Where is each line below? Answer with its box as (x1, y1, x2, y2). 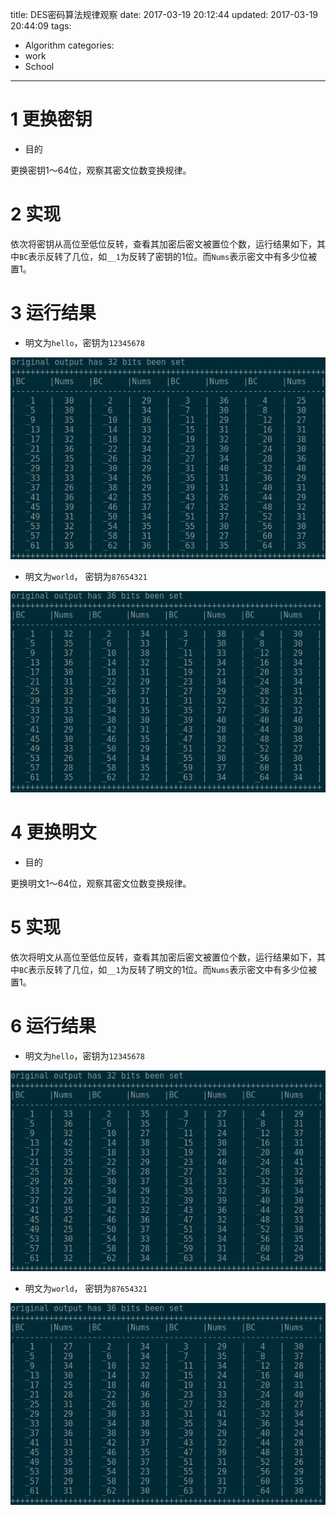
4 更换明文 (10, 821, 97, 844)
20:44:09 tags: (10, 20, 72, 32)
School (24, 61, 55, 72)
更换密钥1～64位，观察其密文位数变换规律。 (10, 164, 192, 176)
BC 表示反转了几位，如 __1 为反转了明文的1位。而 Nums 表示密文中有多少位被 (19, 964, 318, 976)
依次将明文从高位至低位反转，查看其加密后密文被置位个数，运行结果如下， (10, 951, 317, 963)
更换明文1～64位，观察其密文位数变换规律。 (10, 878, 192, 890)
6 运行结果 (10, 1015, 97, 1038)
